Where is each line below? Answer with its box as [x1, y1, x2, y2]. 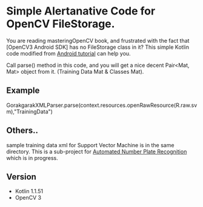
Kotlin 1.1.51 [15, 188, 44, 195]
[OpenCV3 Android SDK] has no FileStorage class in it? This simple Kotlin [6, 43, 190, 51]
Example [6, 86, 40, 96]
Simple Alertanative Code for [6, 4, 156, 18]
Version [6, 171, 36, 182]
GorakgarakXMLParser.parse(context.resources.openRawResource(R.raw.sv [6, 101, 198, 109]
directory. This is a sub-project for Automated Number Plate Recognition [6, 148, 187, 155]
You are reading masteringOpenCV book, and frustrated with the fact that [6, 37, 190, 44]
